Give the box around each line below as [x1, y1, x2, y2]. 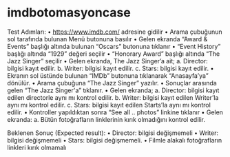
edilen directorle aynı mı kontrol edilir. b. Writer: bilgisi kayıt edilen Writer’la [7, 93, 219, 101]
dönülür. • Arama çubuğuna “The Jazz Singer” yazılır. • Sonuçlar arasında [7, 78, 217, 87]
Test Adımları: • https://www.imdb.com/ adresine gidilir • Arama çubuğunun [7, 28, 222, 36]
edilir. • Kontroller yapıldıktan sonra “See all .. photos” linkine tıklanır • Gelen [7, 108, 224, 116]
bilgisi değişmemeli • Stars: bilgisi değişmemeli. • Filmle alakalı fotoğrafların [7, 136, 222, 144]
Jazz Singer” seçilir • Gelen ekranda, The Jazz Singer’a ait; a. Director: [7, 56, 208, 65]
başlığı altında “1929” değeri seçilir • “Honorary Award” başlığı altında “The [7, 50, 220, 58]
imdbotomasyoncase [7, 5, 131, 21]
